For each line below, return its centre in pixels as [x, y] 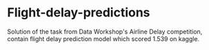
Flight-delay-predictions [79, 13]
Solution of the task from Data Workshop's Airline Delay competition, [105, 32]
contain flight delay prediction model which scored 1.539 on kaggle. [103, 38]
